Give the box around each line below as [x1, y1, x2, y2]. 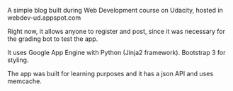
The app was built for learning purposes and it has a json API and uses [7, 70, 214, 78]
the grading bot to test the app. [7, 35, 98, 43]
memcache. [7, 77, 42, 85]
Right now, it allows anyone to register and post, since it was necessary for [7, 28, 225, 35]
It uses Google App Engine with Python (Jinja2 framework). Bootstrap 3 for [7, 49, 226, 56]
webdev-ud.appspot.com [7, 13, 81, 22]
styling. [7, 56, 29, 64]
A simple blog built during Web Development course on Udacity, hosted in [7, 6, 223, 14]
